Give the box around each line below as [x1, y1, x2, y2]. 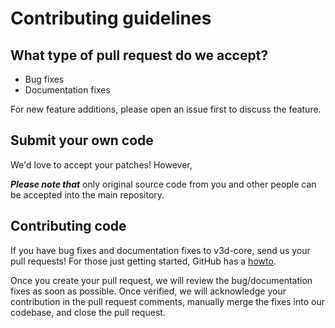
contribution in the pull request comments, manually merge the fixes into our [10, 295, 325, 307]
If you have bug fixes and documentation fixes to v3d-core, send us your [10, 244, 311, 256]
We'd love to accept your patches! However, [10, 158, 193, 171]
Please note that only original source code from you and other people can [10, 178, 317, 190]
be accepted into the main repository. [10, 188, 165, 201]
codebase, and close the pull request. [10, 306, 166, 318]
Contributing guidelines [10, 7, 212, 30]
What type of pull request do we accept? [10, 47, 269, 64]
